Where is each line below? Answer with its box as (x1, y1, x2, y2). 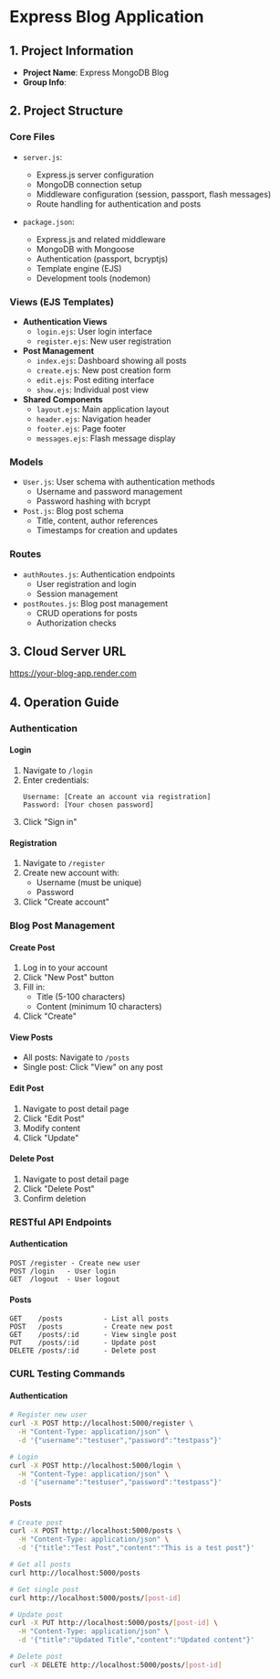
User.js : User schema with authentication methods (22, 476, 216, 487)
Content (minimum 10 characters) (36, 1001, 162, 1012)
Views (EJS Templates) (9, 295, 114, 308)
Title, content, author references (36, 515, 158, 527)
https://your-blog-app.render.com (9, 668, 137, 679)
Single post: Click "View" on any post (22, 1062, 163, 1073)
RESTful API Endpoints (9, 1215, 112, 1228)
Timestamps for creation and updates (36, 525, 178, 536)
